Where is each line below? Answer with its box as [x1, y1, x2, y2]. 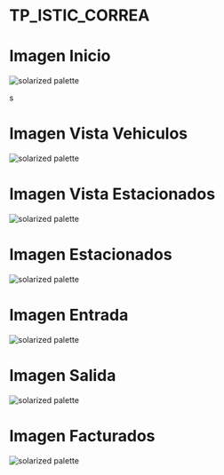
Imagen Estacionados [9, 245, 172, 265]
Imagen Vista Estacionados [9, 184, 216, 204]
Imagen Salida [9, 366, 116, 386]
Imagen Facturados [9, 426, 156, 446]
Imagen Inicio [9, 46, 111, 67]
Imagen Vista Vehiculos [9, 123, 188, 144]
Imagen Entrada [9, 305, 129, 325]
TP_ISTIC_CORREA [9, 5, 150, 26]
